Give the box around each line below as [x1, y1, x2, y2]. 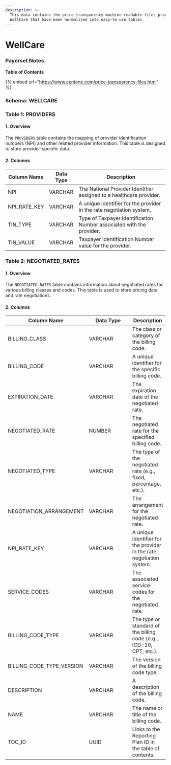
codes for [132, 589, 155, 596]
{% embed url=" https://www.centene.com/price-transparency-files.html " [5, 79, 159, 85]
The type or [132, 616, 160, 623]
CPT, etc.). [132, 648, 158, 655]
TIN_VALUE [8, 239, 35, 246]
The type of [132, 448, 160, 456]
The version [132, 656, 161, 663]
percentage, [132, 480, 161, 487]
